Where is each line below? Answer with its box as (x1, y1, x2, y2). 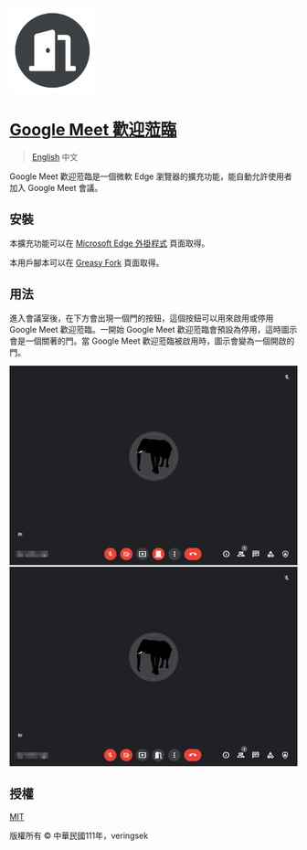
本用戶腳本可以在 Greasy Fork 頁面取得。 (9, 257, 164, 268)
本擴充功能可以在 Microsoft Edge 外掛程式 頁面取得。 (9, 238, 210, 249)
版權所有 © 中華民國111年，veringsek (9, 830, 149, 841)
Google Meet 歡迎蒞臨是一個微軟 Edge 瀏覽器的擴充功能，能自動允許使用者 (9, 171, 292, 182)
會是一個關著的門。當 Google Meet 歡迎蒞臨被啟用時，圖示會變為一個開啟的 (9, 335, 295, 346)
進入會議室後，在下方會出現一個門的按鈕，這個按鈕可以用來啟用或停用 (9, 313, 274, 324)
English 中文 (31, 151, 79, 162)
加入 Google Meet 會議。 (9, 182, 103, 193)
